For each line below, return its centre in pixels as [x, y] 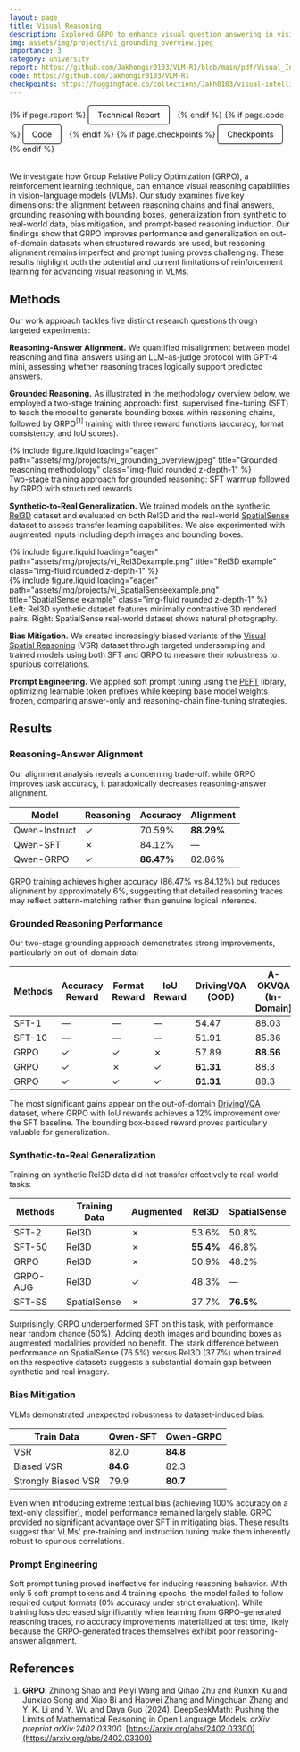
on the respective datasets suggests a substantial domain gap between [141, 1363]
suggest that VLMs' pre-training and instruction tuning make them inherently [150, 1531]
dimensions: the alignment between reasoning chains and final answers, [142, 205]
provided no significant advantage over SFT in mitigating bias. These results [150, 1522]
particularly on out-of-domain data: [74, 953]
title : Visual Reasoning [55, 26]
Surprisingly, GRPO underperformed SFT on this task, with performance [142, 1324]
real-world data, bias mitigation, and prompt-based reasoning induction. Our [150, 224]
